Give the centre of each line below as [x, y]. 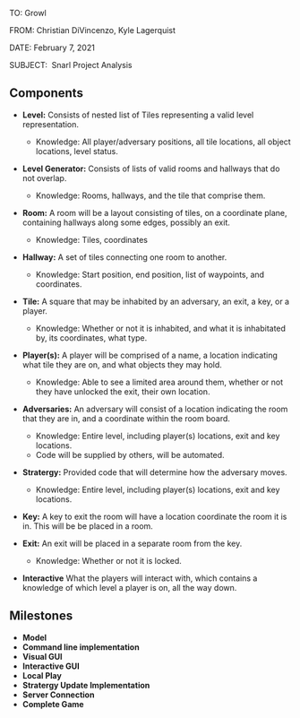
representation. [50, 124]
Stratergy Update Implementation [86, 685]
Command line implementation [81, 647]
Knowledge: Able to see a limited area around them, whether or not [159, 382]
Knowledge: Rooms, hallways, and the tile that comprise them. [150, 195]
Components [46, 93]
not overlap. [44, 177]
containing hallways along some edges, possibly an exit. [126, 222]
